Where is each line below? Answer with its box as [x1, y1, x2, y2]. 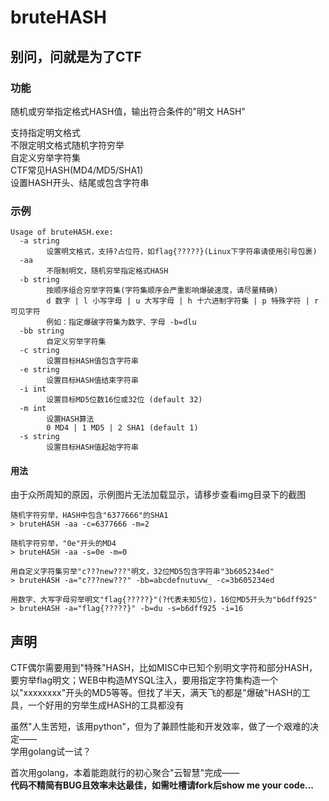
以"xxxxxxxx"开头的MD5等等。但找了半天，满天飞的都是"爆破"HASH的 [10, 687, 302, 699]
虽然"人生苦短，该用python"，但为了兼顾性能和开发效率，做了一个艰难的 [10, 721, 310, 733]
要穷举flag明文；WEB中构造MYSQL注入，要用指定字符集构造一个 [10, 674, 279, 686]
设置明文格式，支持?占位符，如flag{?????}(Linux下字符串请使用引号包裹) [46, 247, 318, 257]
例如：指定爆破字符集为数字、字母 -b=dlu [46, 317, 197, 328]
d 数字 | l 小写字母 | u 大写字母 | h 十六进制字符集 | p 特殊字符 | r [46, 296, 320, 306]
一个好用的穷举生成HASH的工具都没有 [27, 699, 185, 711]
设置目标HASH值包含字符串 [46, 356, 139, 366]
